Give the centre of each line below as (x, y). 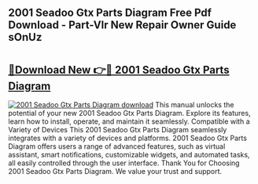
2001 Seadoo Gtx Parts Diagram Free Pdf (110, 13)
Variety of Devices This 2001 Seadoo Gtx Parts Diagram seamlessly (118, 130)
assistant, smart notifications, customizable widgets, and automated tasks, (129, 155)
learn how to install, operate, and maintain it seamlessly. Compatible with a (129, 121)
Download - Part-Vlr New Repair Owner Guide (122, 25)
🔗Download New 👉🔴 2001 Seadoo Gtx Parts (119, 70)
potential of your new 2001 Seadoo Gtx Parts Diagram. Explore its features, (129, 113)
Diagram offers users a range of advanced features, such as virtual (117, 146)
